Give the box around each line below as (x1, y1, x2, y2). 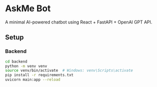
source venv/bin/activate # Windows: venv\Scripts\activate (5, 68, 133, 73)
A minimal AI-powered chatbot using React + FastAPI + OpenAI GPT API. (5, 19, 153, 25)
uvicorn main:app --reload (5, 77, 61, 82)
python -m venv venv (5, 64, 48, 68)
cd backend (5, 59, 28, 64)
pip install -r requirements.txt (5, 73, 74, 78)
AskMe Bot (5, 3, 51, 14)
